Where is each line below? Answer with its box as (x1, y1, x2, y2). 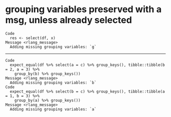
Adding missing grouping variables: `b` (10, 80, 97, 85)
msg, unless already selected (5, 14, 132, 26)
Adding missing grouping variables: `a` (10, 106, 97, 112)
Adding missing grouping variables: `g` (10, 44, 97, 49)
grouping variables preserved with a (5, 4, 162, 15)
